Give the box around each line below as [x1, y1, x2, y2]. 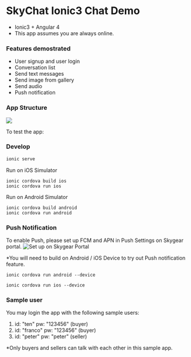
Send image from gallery [14, 76, 74, 83]
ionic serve [6, 156, 35, 162]
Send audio [14, 83, 43, 90]
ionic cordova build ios [6, 178, 67, 184]
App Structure [6, 104, 48, 112]
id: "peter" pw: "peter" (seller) [14, 333, 87, 340]
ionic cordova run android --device [6, 272, 95, 278]
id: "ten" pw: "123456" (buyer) [14, 321, 88, 328]
